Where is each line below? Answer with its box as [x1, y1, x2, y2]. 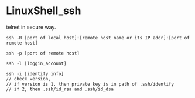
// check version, [6, 76, 51, 82]
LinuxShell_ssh [6, 4, 81, 18]
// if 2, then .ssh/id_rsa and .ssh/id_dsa [6, 86, 114, 92]
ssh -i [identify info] [6, 70, 64, 77]
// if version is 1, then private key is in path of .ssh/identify [6, 81, 175, 87]
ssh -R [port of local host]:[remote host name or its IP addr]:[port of [6, 35, 190, 40]
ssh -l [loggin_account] [6, 60, 67, 66]
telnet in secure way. [6, 23, 56, 31]
